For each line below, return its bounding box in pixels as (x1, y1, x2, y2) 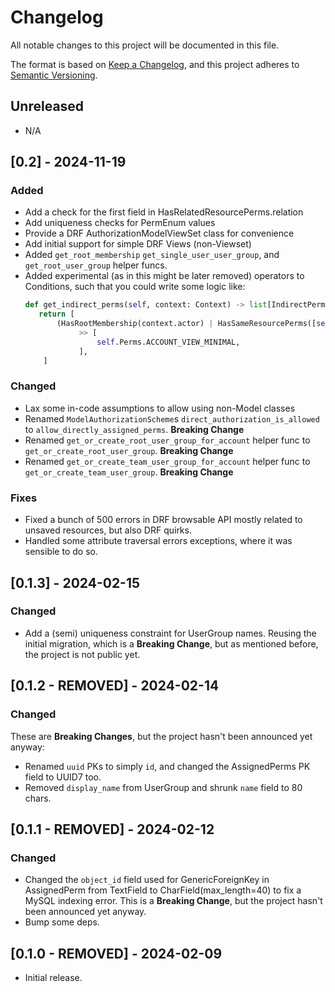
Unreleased (10, 98, 85, 115)
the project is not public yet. (24, 648, 141, 660)
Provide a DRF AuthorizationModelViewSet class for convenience (24, 227, 295, 240)
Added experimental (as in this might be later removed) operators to (24, 270, 305, 282)
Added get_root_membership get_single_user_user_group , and (24, 249, 280, 261)
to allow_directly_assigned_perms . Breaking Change (24, 423, 245, 435)
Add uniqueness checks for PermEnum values (24, 217, 216, 229)
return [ (38, 309, 75, 320)
